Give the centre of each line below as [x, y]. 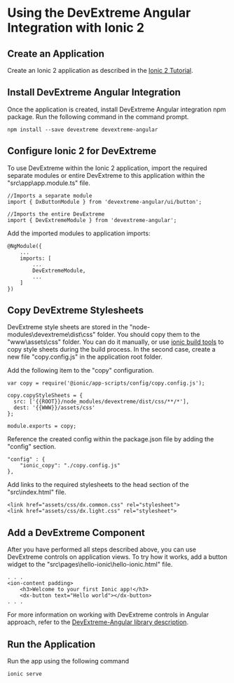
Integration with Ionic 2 [76, 28]
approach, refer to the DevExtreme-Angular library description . [98, 622]
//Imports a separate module [50, 195]
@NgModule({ [25, 246]
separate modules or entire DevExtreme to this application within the [106, 175]
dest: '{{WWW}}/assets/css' [55, 408]
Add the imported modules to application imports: [79, 233]
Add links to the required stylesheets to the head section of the [98, 485]
